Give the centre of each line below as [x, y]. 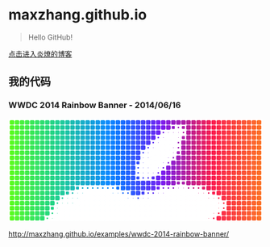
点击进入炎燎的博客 [40, 53]
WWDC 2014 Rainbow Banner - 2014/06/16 [95, 105]
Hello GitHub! [50, 37]
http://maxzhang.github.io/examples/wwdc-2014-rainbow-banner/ [119, 234]
